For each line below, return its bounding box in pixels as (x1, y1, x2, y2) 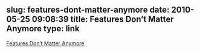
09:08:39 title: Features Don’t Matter (31, 14, 174, 25)
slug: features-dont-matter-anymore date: (6, 5, 170, 15)
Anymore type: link (6, 23, 80, 34)
